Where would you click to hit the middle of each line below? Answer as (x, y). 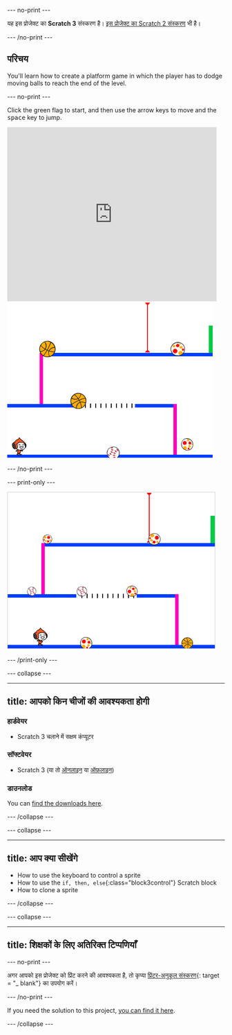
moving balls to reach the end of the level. (67, 83)
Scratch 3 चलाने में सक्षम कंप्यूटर (56, 736)
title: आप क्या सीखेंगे (42, 859)
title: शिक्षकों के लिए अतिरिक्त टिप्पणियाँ (72, 945)
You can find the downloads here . (55, 803)
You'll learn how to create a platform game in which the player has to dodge (115, 76)
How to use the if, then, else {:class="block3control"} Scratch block (117, 882)
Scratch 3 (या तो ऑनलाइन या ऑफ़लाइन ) (66, 769)
